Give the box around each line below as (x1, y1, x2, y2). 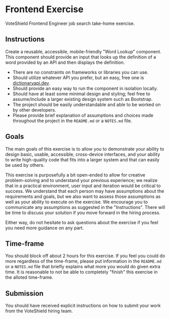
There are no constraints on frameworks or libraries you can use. (12, 69, 149, 75)
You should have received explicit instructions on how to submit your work (5, 303, 161, 309)
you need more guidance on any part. (5, 225, 84, 231)
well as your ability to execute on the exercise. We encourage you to (5, 199, 148, 205)
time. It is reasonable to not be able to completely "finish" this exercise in (5, 269, 158, 275)
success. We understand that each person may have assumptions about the (5, 188, 164, 194)
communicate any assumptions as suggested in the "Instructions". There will (5, 204, 165, 210)
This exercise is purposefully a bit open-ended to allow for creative (5, 171, 146, 178)
